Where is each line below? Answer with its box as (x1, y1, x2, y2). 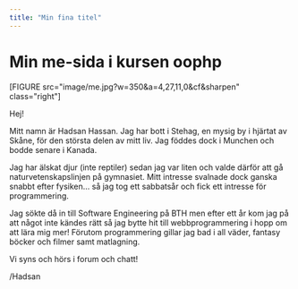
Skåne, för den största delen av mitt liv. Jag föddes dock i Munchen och (9, 135, 275, 146)
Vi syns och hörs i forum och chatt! (9, 253, 139, 264)
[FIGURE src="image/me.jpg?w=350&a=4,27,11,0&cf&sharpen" (9, 81, 240, 92)
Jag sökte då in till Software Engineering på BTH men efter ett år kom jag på (9, 208, 289, 218)
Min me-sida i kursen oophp (9, 51, 222, 72)
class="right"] (9, 90, 61, 101)
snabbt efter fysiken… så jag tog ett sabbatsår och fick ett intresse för (9, 181, 267, 191)
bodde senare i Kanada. (9, 144, 98, 155)
